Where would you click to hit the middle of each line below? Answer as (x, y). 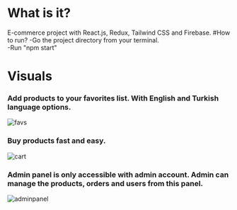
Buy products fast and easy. (57, 141)
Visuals (30, 76)
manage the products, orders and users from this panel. (105, 183)
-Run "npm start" (32, 47)
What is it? (39, 13)
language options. (39, 107)
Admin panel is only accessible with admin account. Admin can (118, 175)
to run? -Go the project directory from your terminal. (83, 40)
